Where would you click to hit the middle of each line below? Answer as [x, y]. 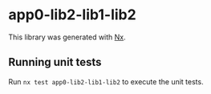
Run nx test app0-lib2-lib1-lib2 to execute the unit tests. [106, 81]
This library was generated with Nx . [67, 37]
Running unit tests [55, 62]
